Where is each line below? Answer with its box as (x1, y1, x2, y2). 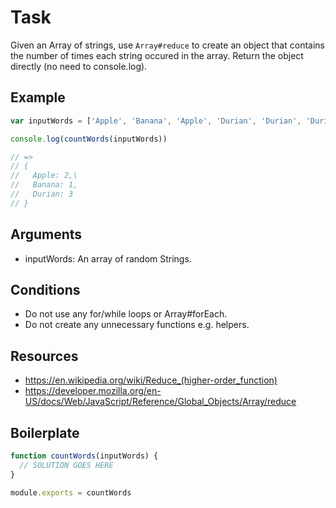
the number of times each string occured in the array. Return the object (10, 49, 304, 61)
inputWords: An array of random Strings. (24, 252, 192, 265)
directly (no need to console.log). (10, 60, 148, 72)
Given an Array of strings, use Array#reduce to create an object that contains (10, 39, 325, 51)
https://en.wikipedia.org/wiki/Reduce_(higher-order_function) (24, 374, 278, 386)
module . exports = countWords (10, 487, 132, 498)
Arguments (10, 226, 83, 243)
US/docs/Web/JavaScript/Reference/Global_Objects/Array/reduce (24, 396, 297, 408)
